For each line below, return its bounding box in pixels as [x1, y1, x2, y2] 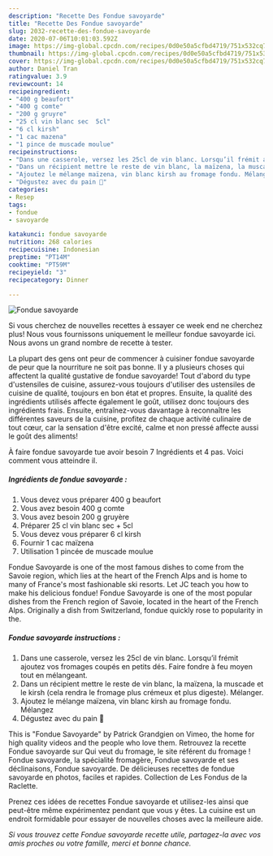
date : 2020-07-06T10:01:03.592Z [8, 34, 118, 43]
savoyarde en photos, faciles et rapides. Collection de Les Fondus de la [8, 772, 248, 782]
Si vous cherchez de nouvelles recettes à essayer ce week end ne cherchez [8, 321, 263, 331]
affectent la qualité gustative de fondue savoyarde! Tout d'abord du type [8, 371, 251, 381]
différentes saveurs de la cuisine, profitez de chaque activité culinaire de [8, 414, 252, 424]
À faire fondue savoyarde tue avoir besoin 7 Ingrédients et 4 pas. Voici [8, 447, 244, 457]
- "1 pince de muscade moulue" [8, 140, 115, 149]
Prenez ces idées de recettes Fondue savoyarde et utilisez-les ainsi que [8, 797, 249, 806]
